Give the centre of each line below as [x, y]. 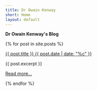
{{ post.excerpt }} [24, 64]
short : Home [18, 15]
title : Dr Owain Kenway [31, 10]
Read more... [19, 74]
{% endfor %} [20, 84]
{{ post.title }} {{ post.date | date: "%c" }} [48, 54]
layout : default [22, 19]
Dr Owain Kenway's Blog [32, 34]
